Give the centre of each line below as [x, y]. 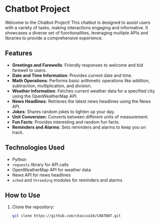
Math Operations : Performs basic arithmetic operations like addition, [81, 80]
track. [18, 132]
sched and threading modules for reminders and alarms [67, 180]
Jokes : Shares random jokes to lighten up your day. [64, 111]
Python [19, 159]
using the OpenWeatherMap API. [45, 96]
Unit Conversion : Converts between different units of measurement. [80, 117]
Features [19, 53]
